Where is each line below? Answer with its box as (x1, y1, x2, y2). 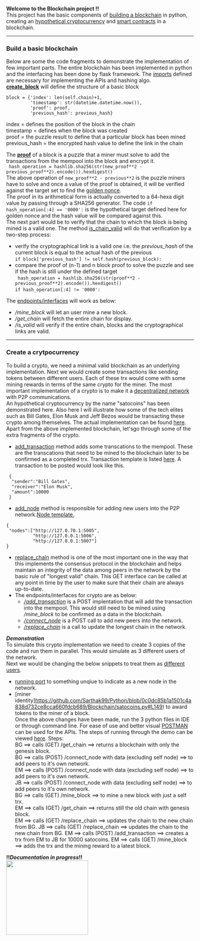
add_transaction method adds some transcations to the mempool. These (14, 443, 193, 450)
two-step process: (6, 231, 52, 239)
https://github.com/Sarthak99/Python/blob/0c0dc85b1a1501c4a (35, 697, 192, 704)
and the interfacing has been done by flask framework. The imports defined (6, 71, 192, 78)
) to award (162, 703, 187, 710)
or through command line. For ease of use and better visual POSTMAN (14, 722, 189, 729)
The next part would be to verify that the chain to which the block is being (6, 218, 187, 225)
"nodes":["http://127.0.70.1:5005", (8, 528, 100, 534)
